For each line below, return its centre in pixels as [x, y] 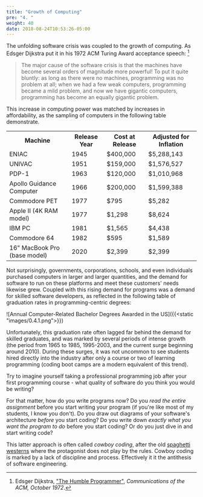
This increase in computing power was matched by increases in [85, 109]
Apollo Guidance [33, 183]
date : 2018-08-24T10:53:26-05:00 [48, 29]
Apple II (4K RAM [34, 210]
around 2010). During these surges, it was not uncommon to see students [98, 351]
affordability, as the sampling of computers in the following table [86, 115]
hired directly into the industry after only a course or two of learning [91, 358]
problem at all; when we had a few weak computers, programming [103, 84]
